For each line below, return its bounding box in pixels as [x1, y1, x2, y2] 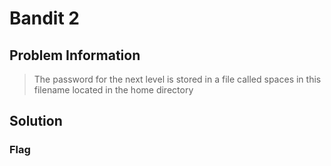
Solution [9, 113, 63, 130]
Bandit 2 [9, 7, 80, 30]
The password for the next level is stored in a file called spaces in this [33, 73, 322, 85]
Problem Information [9, 47, 141, 64]
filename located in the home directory [33, 84, 194, 96]
